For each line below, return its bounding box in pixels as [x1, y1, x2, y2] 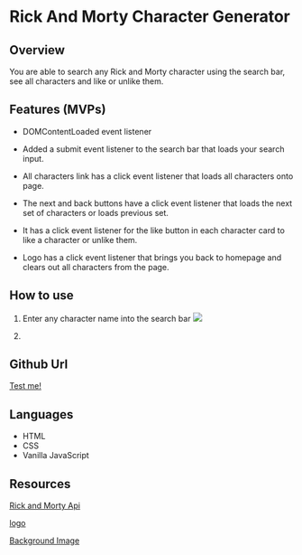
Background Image [9, 535, 80, 546]
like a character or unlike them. [22, 234, 138, 245]
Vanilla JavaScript [22, 450, 90, 461]
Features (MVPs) [9, 102, 106, 118]
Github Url [9, 357, 69, 372]
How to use [9, 287, 74, 304]
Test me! [9, 381, 42, 391]
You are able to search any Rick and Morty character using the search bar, [9, 66, 286, 77]
